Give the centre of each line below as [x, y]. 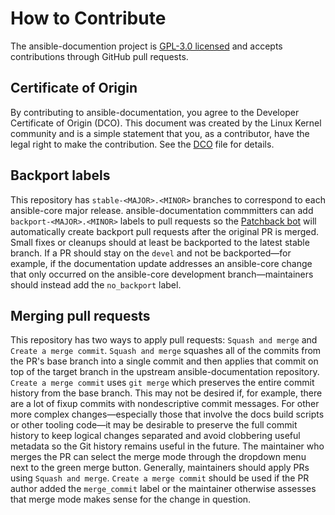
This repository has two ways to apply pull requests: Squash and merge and [164, 340]
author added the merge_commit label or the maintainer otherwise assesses [163, 489]
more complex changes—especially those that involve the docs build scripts [167, 414]
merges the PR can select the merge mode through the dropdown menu [158, 457]
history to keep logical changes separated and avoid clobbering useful [155, 436]
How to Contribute [88, 18]
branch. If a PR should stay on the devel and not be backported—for [151, 253]
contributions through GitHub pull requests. [99, 56]
